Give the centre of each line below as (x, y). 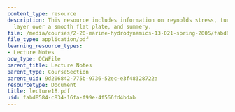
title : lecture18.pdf (39, 91)
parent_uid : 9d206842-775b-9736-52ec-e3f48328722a (83, 78)
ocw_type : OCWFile (34, 59)
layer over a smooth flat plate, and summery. (83, 26)
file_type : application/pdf (48, 40)
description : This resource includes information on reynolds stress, (112, 20)
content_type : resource (42, 14)
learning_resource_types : (45, 46)
